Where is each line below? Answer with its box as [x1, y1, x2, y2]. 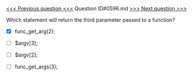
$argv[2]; [14, 51, 38, 58]
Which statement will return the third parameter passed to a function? [6, 16, 175, 23]
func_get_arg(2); [14, 28, 55, 35]
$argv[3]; [14, 39, 38, 47]
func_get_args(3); [14, 63, 58, 70]
